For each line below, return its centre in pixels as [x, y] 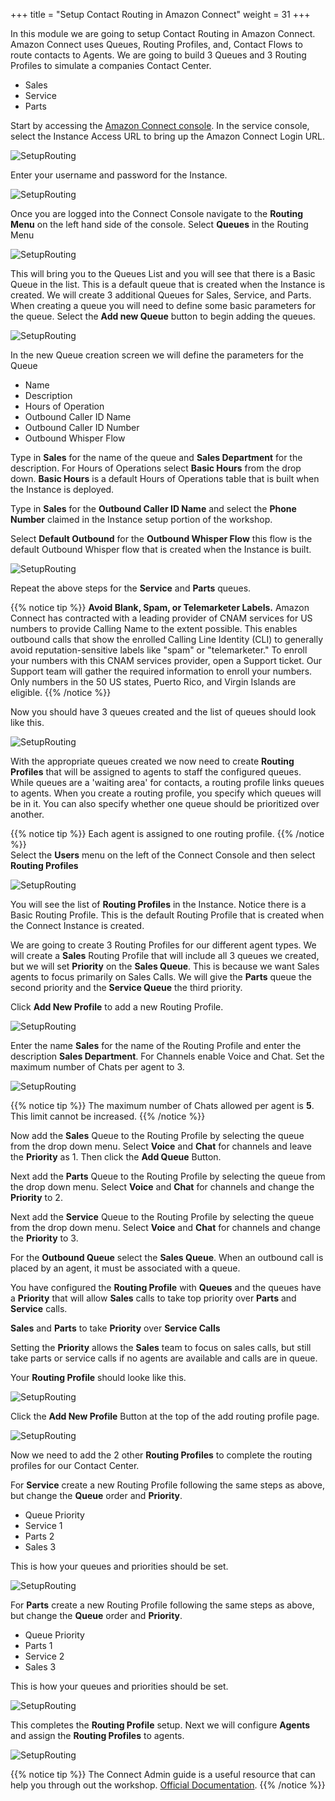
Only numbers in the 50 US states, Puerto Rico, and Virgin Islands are [153, 682]
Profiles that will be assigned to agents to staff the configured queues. [156, 772]
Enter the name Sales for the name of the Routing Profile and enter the [156, 1045]
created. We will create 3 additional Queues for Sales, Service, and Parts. [161, 295]
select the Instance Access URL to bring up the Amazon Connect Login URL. [168, 136]
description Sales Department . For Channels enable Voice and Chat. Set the [167, 1056]
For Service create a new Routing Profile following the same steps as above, [167, 1485]
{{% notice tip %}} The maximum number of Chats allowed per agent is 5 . [162, 1105]
